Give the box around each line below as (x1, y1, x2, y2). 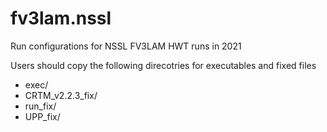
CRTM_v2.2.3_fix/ (24, 89, 98, 101)
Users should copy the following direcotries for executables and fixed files (10, 59, 317, 71)
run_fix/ (24, 100, 57, 112)
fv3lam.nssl (10, 7, 112, 30)
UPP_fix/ (24, 110, 61, 122)
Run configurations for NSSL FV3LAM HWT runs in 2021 (10, 40, 242, 52)
